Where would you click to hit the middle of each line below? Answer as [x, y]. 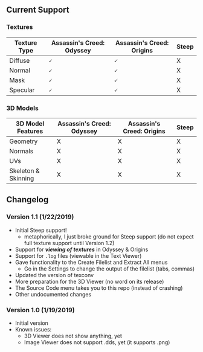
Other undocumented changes [53, 294]
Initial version [31, 323]
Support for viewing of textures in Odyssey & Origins [82, 249]
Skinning [22, 178]
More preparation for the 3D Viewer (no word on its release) [89, 281]
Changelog [27, 200]
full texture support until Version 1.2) [69, 243]
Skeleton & [24, 170]
